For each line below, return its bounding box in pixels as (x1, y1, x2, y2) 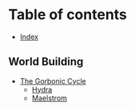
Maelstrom (31, 93, 68, 103)
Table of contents (8, 6, 128, 24)
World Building (8, 55, 84, 69)
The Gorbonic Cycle (19, 76, 86, 85)
